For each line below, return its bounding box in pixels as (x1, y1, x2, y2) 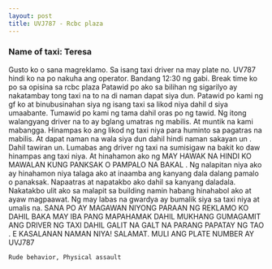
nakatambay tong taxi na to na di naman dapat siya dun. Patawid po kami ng (8, 90, 264, 100)
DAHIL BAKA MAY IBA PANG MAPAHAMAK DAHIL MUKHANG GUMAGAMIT (8, 211, 261, 221)
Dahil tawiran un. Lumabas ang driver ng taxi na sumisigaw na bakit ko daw (8, 142, 261, 152)
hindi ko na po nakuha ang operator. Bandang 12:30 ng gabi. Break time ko (8, 73, 258, 83)
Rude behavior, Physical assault (8, 253, 122, 261)
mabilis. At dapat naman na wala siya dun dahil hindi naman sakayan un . (8, 133, 252, 143)
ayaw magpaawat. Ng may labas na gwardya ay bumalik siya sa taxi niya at (8, 194, 260, 204)
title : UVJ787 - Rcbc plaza (8, 20, 104, 28)
